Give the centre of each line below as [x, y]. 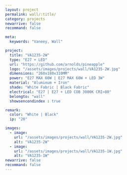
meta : [11, 37]
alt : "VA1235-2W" [32, 142]
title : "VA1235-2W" [30, 55]
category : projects [25, 19]
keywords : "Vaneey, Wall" [36, 42]
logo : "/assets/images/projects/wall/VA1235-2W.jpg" [65, 69]
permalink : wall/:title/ [31, 14]
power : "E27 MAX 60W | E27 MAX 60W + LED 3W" [57, 78]
